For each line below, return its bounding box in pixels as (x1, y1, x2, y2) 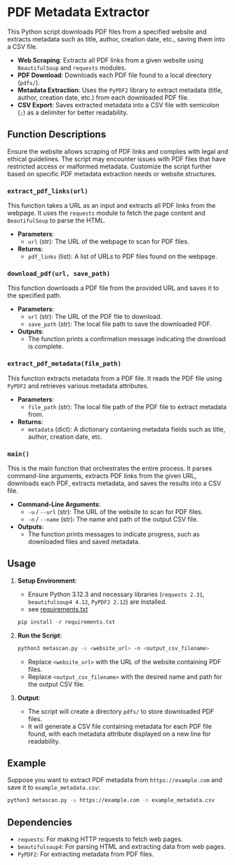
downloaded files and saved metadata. (27, 537, 140, 546)
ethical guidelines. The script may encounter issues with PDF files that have (7, 154, 227, 163)
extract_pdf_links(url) (7, 187, 89, 195)
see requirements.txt (27, 605, 88, 613)
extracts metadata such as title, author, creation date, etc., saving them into (7, 34, 226, 43)
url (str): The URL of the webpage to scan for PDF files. (27, 237, 189, 246)
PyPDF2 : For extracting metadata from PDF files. (17, 850, 154, 858)
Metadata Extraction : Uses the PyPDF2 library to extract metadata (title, (17, 86, 223, 94)
